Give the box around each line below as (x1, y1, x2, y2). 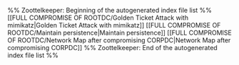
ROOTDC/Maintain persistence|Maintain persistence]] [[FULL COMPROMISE (7, 28, 232, 37)
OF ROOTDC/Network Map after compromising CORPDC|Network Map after (7, 36, 231, 45)
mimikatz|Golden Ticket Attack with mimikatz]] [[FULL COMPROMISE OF (7, 21, 221, 29)
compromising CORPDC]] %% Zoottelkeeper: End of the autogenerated (7, 44, 218, 52)
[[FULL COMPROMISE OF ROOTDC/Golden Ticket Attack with (7, 13, 189, 22)
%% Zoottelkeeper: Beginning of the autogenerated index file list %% (7, 6, 213, 14)
